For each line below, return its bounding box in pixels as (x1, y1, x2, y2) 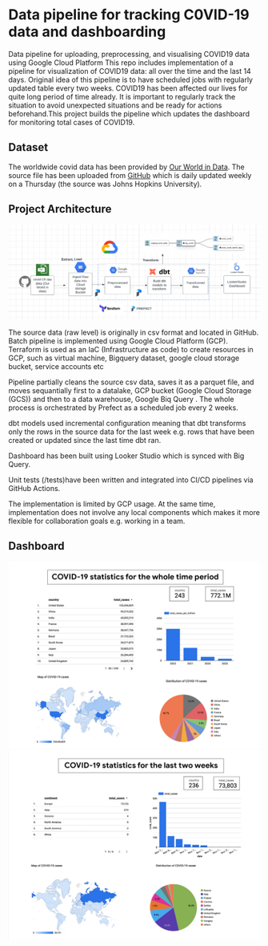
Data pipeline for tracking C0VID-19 (8, 6, 250, 24)
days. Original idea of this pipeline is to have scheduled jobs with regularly (8, 75, 254, 84)
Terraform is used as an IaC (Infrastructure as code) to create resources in (8, 345, 254, 355)
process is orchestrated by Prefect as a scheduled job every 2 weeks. (8, 403, 238, 412)
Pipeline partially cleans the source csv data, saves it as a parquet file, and (8, 377, 254, 387)
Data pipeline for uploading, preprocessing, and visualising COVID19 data (8, 49, 250, 59)
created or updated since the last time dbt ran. (8, 436, 162, 445)
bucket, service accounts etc (8, 362, 104, 371)
